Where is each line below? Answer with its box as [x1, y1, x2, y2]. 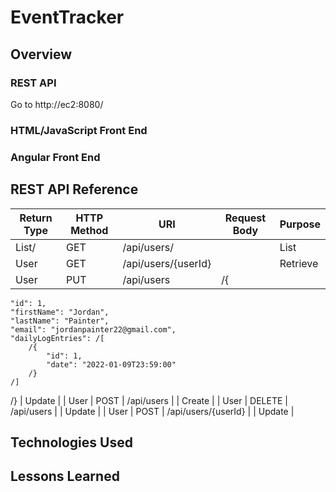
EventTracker [10, 6, 125, 29]
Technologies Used [10, 434, 133, 451]
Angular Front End [10, 150, 101, 164]
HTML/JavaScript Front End [10, 123, 148, 137]
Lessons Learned [10, 468, 120, 485]
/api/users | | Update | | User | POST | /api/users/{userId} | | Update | [10, 405, 295, 417]
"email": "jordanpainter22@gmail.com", [10, 324, 177, 335]
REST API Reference [10, 181, 139, 198]
